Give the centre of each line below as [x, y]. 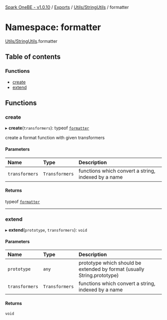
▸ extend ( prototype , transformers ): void [46, 230]
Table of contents [33, 57]
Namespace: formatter [53, 27]
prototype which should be [110, 263]
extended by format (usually [112, 269]
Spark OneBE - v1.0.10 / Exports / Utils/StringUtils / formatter [67, 7]
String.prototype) [99, 276]
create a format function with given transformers [55, 138]
